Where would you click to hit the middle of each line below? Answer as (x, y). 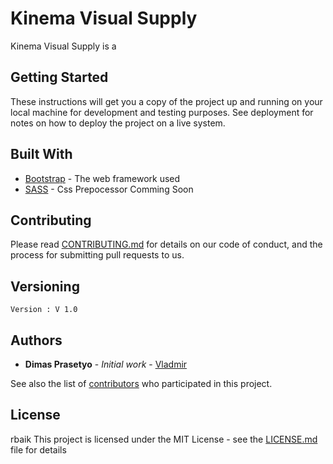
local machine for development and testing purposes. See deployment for (162, 112)
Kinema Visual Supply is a (63, 46)
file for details (38, 449)
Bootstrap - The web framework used (102, 178)
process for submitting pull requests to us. (97, 255)
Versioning (45, 286)
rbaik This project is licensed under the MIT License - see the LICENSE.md (164, 439)
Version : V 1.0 (44, 310)
